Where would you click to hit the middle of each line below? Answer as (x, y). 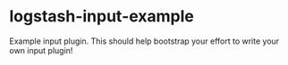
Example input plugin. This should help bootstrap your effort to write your (144, 41)
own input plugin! (41, 50)
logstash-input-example (102, 16)
